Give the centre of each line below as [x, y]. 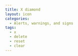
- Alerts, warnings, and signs [41, 23]
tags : [11, 28]
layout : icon [18, 14]
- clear [17, 46]
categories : [17, 19]
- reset [17, 41]
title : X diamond [23, 9]
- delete [18, 37]
